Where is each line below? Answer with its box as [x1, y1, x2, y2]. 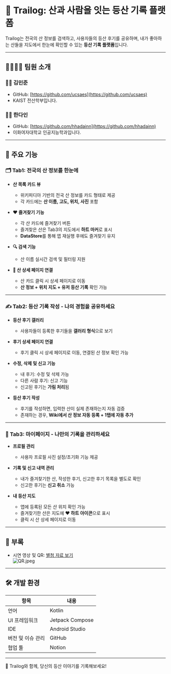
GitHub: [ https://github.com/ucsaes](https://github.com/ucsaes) [12, 91, 148, 97]
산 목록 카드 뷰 [12, 181, 41, 187]
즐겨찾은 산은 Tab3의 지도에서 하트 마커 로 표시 [20, 226, 112, 232]
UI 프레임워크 [8, 616, 38, 624]
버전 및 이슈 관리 [8, 634, 45, 641]
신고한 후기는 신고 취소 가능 [20, 482, 75, 488]
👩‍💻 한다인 [5, 111, 28, 118]
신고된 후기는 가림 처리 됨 [20, 383, 70, 390]
